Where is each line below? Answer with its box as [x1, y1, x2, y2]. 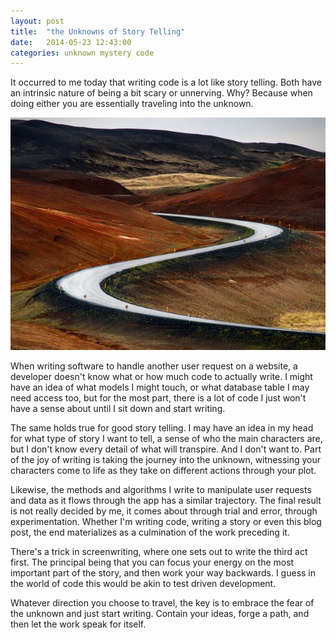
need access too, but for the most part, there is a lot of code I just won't [10, 391, 307, 404]
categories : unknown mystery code [10, 48, 155, 58]
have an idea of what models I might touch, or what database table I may [10, 381, 310, 393]
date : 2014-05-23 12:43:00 [10, 37, 132, 47]
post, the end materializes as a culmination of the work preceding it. [10, 526, 290, 538]
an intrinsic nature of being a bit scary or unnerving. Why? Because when [10, 87, 313, 99]
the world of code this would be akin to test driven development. [10, 577, 277, 589]
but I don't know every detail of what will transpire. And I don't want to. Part [10, 443, 322, 455]
